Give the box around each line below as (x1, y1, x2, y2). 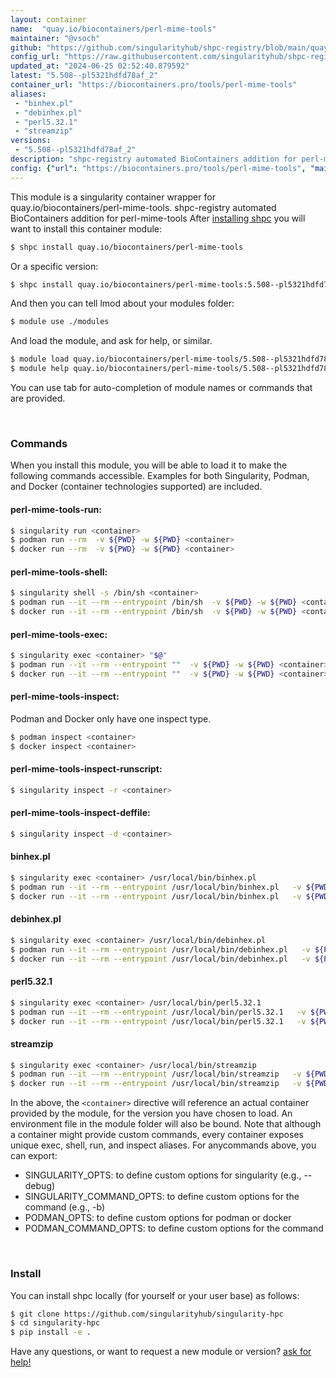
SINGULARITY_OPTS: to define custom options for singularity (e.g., (24, 1169, 302, 1181)
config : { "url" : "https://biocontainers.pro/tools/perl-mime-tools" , (10, 163, 307, 173)
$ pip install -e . (10, 1327, 92, 1338)
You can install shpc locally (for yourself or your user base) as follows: (10, 1289, 300, 1301)
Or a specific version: (10, 260, 99, 272)
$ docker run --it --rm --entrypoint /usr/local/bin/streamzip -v (10, 1079, 302, 1089)
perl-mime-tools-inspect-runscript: (10, 763, 163, 775)
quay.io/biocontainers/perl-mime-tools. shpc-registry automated (10, 201, 277, 213)
